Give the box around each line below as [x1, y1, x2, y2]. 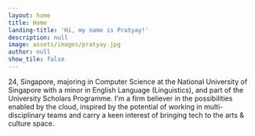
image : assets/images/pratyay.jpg [8, 41, 122, 49]
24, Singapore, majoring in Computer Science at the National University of [8, 76, 248, 86]
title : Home [8, 19, 47, 27]
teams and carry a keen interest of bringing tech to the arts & [46, 110, 245, 119]
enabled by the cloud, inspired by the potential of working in [8, 101, 202, 111]
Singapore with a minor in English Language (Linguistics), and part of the [8, 85, 244, 94]
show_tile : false [8, 56, 65, 64]
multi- [203, 101, 224, 111]
